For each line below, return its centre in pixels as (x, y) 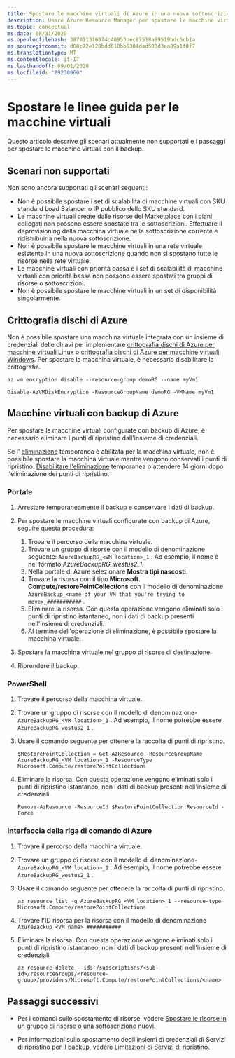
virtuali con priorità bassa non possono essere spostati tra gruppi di (115, 276)
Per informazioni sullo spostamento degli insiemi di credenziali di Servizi (121, 1039)
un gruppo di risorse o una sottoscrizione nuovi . (86, 1026)
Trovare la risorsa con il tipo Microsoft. (84, 579)
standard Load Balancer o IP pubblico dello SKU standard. (101, 209)
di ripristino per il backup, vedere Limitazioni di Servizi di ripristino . (113, 1047)
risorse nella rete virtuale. (54, 261)
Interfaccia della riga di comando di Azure (80, 831)
